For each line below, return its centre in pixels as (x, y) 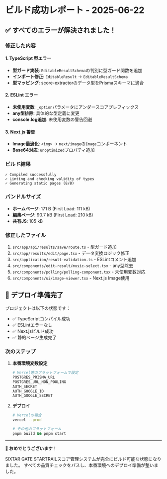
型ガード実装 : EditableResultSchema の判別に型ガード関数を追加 (77, 70)
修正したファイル (26, 235)
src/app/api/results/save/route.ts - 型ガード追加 (64, 247)
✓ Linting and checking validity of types (50, 179)
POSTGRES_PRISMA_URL (34, 377)
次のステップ (21, 351)
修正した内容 (21, 45)
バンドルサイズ (23, 197)
